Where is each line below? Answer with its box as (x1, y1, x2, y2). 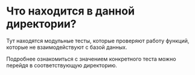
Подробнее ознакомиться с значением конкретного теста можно (6, 55, 176, 62)
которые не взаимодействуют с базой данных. (6, 44, 127, 51)
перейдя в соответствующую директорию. (6, 62, 118, 69)
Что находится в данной (6, 4, 135, 18)
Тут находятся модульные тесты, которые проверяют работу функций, (6, 37, 190, 44)
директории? (6, 17, 77, 31)
